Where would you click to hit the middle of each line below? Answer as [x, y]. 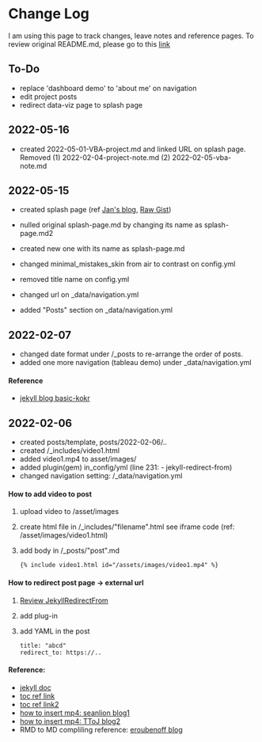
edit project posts [48, 97]
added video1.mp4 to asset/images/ [78, 459]
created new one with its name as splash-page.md [102, 249]
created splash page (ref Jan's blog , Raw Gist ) [95, 210]
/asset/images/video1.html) [64, 535]
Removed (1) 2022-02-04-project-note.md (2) [95, 157]
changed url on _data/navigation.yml [79, 295]
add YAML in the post [55, 631]
